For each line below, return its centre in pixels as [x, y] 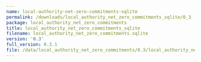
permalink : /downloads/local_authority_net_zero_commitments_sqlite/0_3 [99, 17]
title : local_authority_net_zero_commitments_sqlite [73, 28]
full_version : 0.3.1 [32, 45]
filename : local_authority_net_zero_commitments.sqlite [77, 34]
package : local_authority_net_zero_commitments [67, 22]
